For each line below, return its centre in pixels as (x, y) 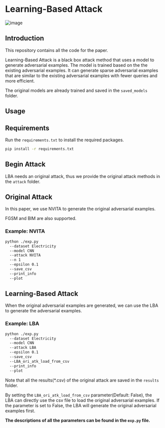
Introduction (25, 38)
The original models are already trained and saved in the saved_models (76, 90)
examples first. (20, 411)
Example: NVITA (25, 231)
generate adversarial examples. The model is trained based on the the (76, 65)
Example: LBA (22, 324)
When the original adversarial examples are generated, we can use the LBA (82, 305)
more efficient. (20, 81)
